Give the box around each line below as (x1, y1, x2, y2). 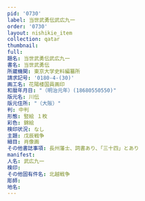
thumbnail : (7, 42, 39, 49)
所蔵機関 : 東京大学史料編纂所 (7, 68, 81, 75)
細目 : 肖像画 (7, 139, 39, 146)
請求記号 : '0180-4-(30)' (7, 74, 75, 82)
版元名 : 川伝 (7, 94, 39, 101)
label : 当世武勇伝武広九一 (7, 17, 76, 23)
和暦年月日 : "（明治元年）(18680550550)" (7, 87, 117, 94)
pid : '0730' (7, 10, 41, 17)
